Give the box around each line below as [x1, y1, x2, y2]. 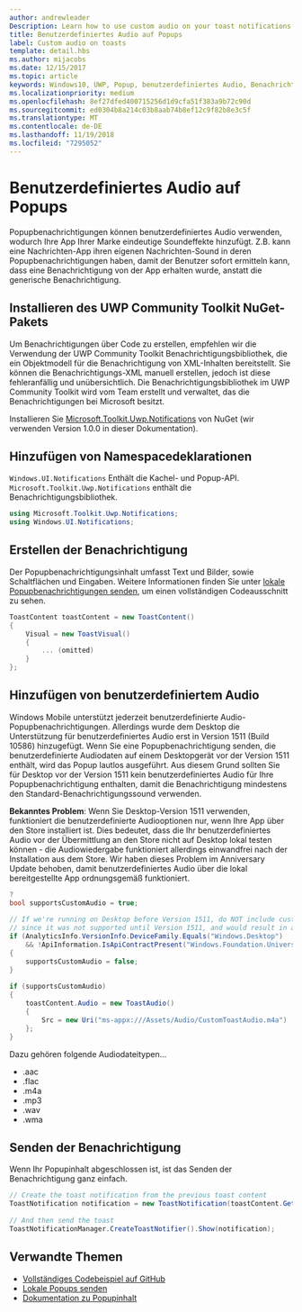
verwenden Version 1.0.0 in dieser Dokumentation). [9, 422, 199, 433]
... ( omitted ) [41, 646, 94, 656]
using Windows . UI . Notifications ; [9, 518, 135, 527]
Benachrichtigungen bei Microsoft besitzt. [9, 395, 164, 406]
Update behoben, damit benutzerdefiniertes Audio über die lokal [9, 863, 248, 873]
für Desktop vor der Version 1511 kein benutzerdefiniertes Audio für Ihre [9, 769, 274, 780]
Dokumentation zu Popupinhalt [22, 1292, 138, 1303]
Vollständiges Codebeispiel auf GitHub [22, 1273, 166, 1284]
